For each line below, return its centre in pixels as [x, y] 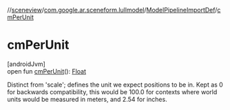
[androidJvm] [27, 64]
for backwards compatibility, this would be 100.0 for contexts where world [112, 91]
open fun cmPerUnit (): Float [47, 71]
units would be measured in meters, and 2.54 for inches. [87, 99]
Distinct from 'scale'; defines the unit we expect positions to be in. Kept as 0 [115, 85]
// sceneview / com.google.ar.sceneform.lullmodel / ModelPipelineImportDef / [112, 10]
